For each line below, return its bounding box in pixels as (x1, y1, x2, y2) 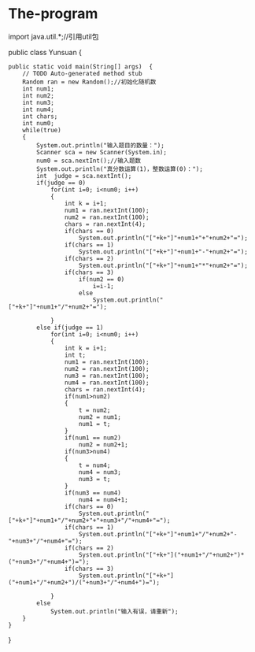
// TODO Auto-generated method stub (22, 69, 143, 77)
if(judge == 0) (36, 179, 87, 187)
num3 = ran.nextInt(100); (64, 372, 150, 380)
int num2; (22, 91, 55, 99)
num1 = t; (78, 420, 111, 428)
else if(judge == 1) (36, 324, 104, 332)
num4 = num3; (78, 468, 122, 476)
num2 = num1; (78, 413, 122, 421)
